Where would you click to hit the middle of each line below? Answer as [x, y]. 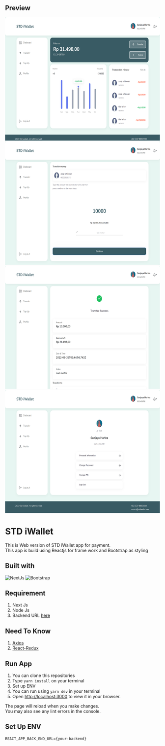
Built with [20, 566]
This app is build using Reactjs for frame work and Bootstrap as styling [77, 550]
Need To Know [28, 631]
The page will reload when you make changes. [52, 706]
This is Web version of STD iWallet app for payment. [58, 545]
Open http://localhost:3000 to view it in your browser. [67, 696]
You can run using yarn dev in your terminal [56, 691]
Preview [18, 8]
